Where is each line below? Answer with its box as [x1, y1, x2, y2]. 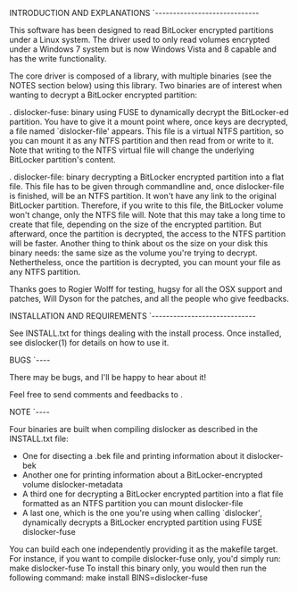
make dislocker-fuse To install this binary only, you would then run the [9, 563, 268, 573]
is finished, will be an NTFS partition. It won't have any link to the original [9, 191, 277, 201]
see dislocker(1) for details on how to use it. [9, 338, 170, 347]
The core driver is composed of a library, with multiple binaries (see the [9, 71, 272, 81]
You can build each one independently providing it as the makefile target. [9, 544, 278, 554]
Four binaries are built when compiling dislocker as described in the [9, 424, 259, 434]
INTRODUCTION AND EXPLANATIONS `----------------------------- [9, 8, 260, 18]
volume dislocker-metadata [21, 479, 123, 489]
